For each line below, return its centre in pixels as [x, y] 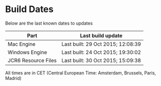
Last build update [101, 35]
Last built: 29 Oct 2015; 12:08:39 [101, 44]
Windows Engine [27, 52]
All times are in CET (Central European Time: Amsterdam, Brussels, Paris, [81, 73]
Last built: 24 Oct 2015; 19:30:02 [101, 52]
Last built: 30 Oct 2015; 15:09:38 [101, 60]
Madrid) [13, 78]
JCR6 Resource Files [32, 60]
